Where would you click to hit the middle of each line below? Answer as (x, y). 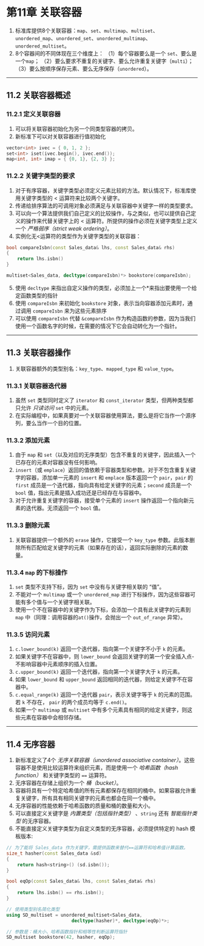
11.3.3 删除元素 (28, 526)
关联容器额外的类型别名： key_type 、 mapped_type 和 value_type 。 (96, 369)
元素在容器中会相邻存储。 (53, 718)
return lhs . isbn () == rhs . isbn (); (61, 893)
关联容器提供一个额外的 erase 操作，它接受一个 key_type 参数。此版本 (102, 540)
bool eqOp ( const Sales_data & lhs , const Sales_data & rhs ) (81, 881)
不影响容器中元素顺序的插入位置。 (58, 664)
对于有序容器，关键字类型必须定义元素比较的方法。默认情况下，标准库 (103, 190)
